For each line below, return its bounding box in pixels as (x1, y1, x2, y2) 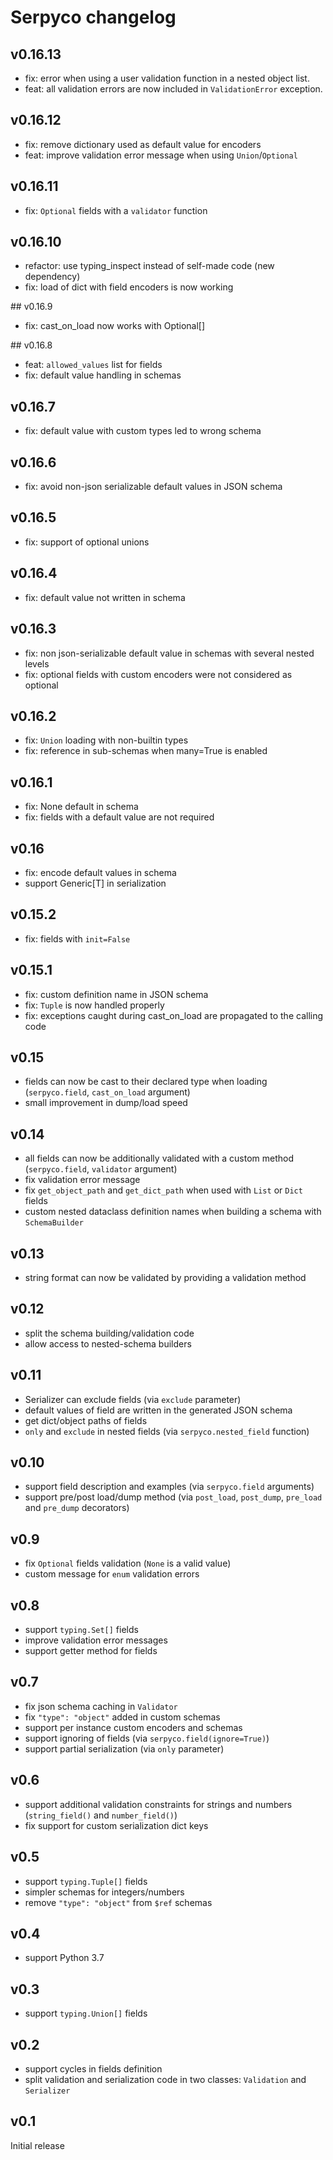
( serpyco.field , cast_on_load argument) (24, 1086, 191, 1098)
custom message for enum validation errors (24, 1568, 200, 1580)
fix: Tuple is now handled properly (24, 999, 165, 1011)
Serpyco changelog (10, 6, 177, 29)
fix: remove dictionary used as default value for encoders (24, 138, 262, 150)
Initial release (10, 2139, 65, 2151)
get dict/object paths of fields (24, 1414, 148, 1426)
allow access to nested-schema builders (24, 1337, 192, 1350)
